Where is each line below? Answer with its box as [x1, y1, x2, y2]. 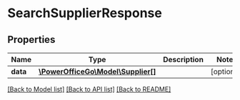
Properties [7, 34, 56, 46]
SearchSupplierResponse [7, 5, 162, 21]
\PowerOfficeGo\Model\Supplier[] [38, 66, 156, 76]
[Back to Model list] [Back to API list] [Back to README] [7, 85, 171, 94]
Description [163, 55, 204, 64]
